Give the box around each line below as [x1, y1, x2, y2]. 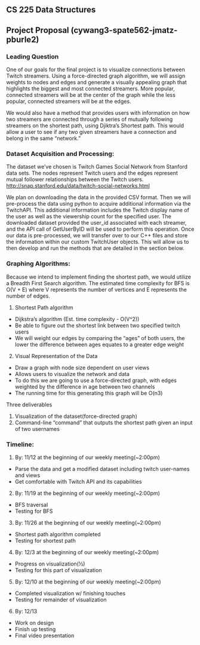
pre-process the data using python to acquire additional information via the [6, 200, 191, 207]
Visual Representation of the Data [14, 352, 98, 359]
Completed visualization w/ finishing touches [14, 589, 126, 597]
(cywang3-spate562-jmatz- [70, 25, 178, 35]
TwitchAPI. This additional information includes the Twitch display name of [6, 206, 190, 214]
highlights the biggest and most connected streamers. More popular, [6, 85, 175, 92]
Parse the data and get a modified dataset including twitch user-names [14, 465, 190, 472]
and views [14, 472, 41, 479]
